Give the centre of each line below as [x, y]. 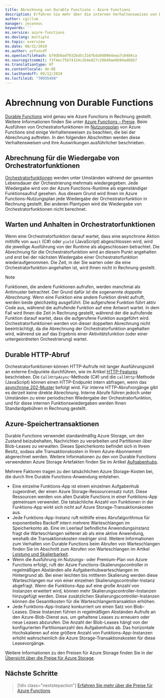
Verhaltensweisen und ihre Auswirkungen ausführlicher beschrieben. [75, 142]
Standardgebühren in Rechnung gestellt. [46, 408]
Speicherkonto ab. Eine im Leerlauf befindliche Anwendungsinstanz [81, 528]
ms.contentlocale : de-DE [30, 69]
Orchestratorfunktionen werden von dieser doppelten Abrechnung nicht [78, 324]
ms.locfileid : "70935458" [31, 78]
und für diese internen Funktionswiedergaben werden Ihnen [66, 403]
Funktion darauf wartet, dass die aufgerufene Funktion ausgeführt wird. [77, 318]
